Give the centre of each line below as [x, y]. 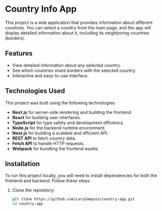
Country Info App [41, 9]
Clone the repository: [33, 190]
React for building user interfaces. [47, 117]
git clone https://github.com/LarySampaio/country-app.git [73, 199]
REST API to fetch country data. [44, 138]
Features [19, 53]
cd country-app [28, 204]
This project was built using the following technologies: [61, 103]
